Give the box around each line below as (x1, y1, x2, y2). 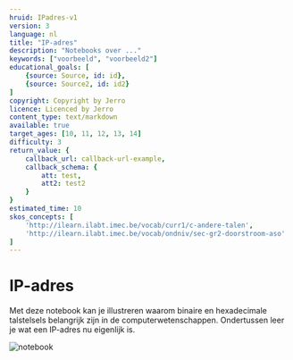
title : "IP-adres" (9, 38, 78, 47)
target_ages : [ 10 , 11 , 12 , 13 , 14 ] (9, 130, 142, 138)
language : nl (9, 29, 58, 38)
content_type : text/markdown (9, 113, 118, 121)
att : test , (41, 171, 82, 180)
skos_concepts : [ (9, 212, 74, 222)
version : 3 (9, 21, 50, 30)
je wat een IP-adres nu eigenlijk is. (9, 324, 136, 335)
